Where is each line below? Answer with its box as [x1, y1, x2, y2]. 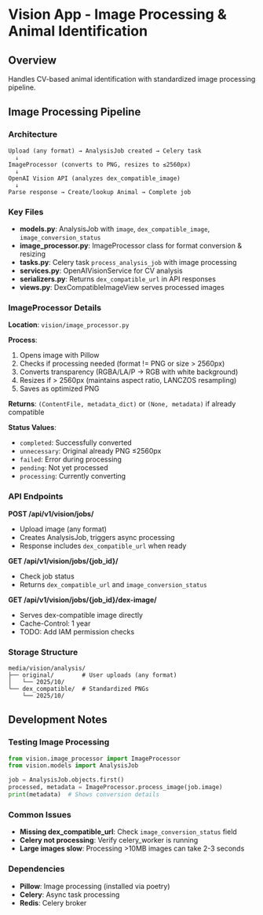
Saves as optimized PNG [19, 384, 100, 394]
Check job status [19, 571, 75, 581]
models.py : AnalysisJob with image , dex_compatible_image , [19, 224, 210, 233]
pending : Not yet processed [19, 463, 108, 472]
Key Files [8, 206, 44, 217]
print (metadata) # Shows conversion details [8, 791, 159, 799]
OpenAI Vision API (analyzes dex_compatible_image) [8, 175, 181, 182]
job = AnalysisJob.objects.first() [8, 776, 125, 784]
